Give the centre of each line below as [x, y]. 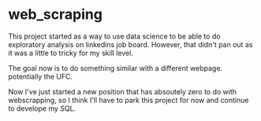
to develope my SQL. [42, 108]
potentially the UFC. [41, 76]
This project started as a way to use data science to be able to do [114, 36]
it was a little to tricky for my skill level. [71, 53]
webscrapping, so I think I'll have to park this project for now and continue [129, 100]
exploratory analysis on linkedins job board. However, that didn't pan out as [130, 44]
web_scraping [55, 15]
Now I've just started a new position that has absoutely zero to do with [123, 91]
